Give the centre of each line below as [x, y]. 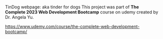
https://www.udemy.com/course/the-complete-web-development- [72, 26]
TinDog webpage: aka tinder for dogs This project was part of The [72, 7]
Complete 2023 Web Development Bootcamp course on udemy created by [82, 12]
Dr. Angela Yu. [20, 17]
